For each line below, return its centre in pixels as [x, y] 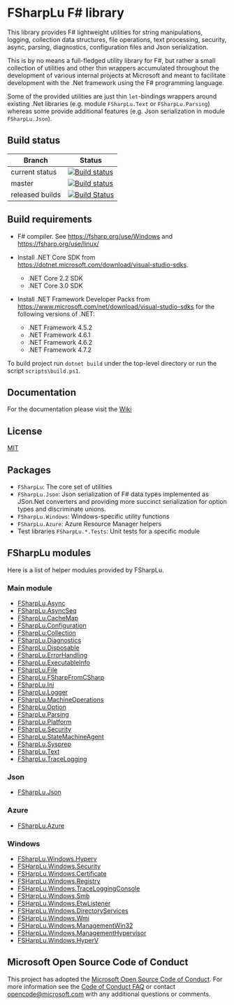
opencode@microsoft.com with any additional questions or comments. [109, 994]
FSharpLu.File [37, 670]
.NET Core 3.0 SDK [55, 285]
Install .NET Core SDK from [56, 257]
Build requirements [50, 219]
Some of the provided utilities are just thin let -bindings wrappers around [112, 96]
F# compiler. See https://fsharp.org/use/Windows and [95, 236]
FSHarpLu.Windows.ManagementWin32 [75, 925]
